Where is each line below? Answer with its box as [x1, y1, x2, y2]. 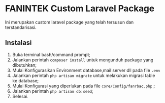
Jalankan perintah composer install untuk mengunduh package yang [12, 57, 154, 63]
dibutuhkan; [12, 62, 37, 68]
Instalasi [5, 39, 32, 47]
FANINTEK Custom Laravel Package [5, 3, 155, 14]
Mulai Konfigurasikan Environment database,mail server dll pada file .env [12, 67, 161, 73]
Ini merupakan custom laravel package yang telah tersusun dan [5, 19, 134, 25]
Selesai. [12, 93, 29, 99]
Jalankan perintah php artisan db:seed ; [12, 88, 94, 94]
